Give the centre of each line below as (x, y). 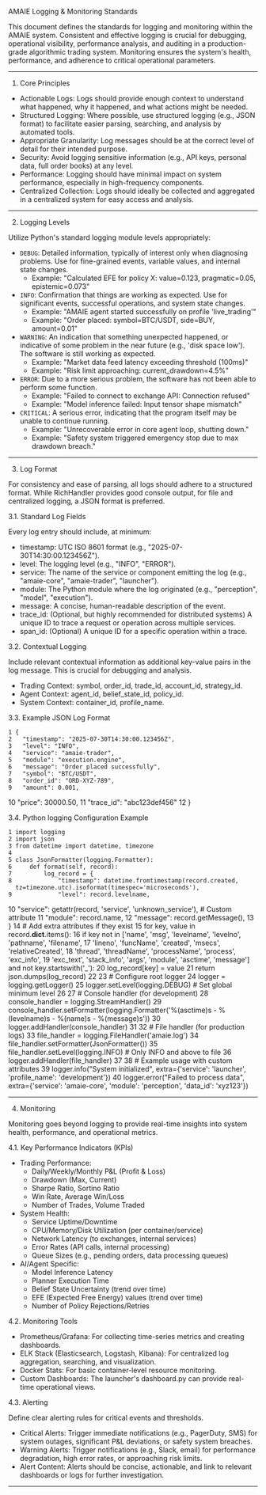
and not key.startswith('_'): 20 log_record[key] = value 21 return (112, 968)
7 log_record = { (51, 874)
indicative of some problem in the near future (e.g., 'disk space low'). (132, 345)
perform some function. (58, 387)
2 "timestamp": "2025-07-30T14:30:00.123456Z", (92, 739)
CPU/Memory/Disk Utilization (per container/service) (117, 1230)
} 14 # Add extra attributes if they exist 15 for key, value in (102, 926)
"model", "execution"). (56, 598)
